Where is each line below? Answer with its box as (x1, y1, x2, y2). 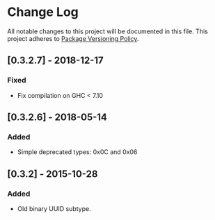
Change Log (7, 4, 79, 20)
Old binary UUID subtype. (17, 205, 92, 212)
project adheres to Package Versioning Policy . (7, 34, 139, 42)
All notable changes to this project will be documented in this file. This (7, 27, 209, 35)
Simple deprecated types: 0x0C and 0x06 (17, 148, 138, 156)
